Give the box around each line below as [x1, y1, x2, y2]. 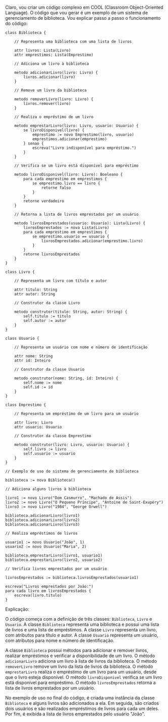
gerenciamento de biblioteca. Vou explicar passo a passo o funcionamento [5, 15, 161, 21]
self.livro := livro [23, 447, 67, 452]
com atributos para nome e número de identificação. [5, 637, 115, 644]
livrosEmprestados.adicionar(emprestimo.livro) [41, 238, 143, 244]
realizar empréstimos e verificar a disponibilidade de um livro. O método [5, 653, 155, 659]
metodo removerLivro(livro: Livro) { [14, 97, 94, 102]
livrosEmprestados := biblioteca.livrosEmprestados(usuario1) [5, 575, 139, 580]
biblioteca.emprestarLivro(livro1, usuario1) [5, 553, 102, 558]
